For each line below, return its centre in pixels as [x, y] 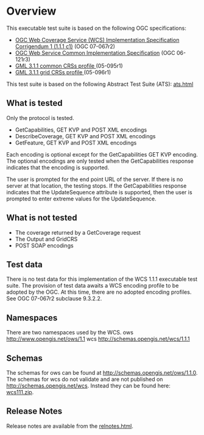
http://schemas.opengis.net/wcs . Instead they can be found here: [88, 386]
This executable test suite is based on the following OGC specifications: [97, 28]
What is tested [34, 103]
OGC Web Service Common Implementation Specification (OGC [95, 52]
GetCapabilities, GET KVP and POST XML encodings [81, 130]
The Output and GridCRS [46, 239]
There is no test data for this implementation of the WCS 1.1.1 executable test [102, 279]
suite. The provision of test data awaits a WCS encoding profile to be [93, 286]
